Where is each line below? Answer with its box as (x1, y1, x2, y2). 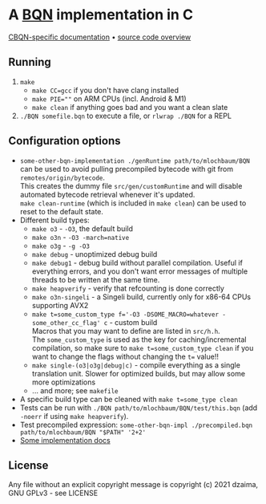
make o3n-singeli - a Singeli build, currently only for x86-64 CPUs (31, 291, 251, 302)
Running (8, 55, 52, 69)
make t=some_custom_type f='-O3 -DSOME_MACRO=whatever (31, 311, 219, 319)
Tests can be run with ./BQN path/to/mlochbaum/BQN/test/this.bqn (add (19, 403, 258, 413)
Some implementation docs (19, 435, 111, 445)
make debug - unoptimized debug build (31, 249, 158, 258)
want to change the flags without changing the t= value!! (31, 352, 219, 361)
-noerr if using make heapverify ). (19, 411, 129, 421)
